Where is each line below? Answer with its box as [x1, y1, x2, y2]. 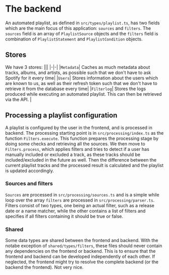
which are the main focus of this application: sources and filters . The [5, 25, 151, 31]
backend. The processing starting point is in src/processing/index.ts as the [5, 130, 164, 136]
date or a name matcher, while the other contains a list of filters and [5, 208, 146, 214]
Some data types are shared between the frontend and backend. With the [5, 238, 158, 244]
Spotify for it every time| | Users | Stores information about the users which [5, 74, 158, 81]
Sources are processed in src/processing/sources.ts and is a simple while [5, 191, 160, 198]
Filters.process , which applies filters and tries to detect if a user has [5, 146, 150, 152]
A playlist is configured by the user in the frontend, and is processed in [5, 125, 152, 131]
